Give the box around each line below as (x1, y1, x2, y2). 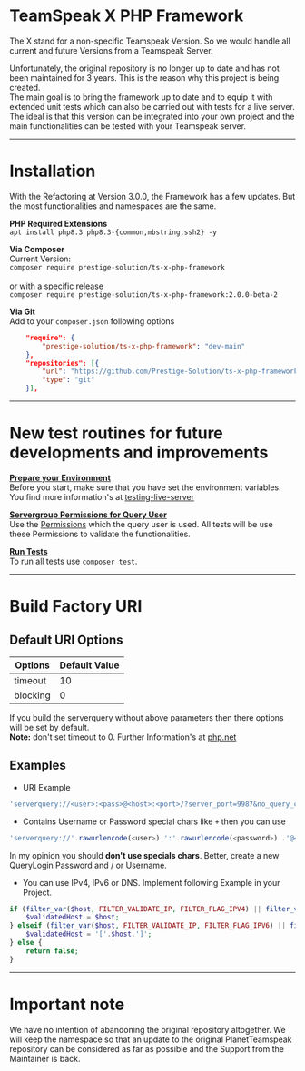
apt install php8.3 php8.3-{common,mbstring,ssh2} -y (9, 228, 218, 237)
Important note (9, 994, 125, 1015)
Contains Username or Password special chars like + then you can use (22, 816, 286, 827)
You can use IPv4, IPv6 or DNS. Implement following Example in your (22, 877, 280, 888)
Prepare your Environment (9, 472, 112, 483)
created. (9, 82, 41, 93)
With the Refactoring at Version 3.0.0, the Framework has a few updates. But (9, 191, 296, 201)
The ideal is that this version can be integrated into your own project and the (9, 111, 295, 122)
